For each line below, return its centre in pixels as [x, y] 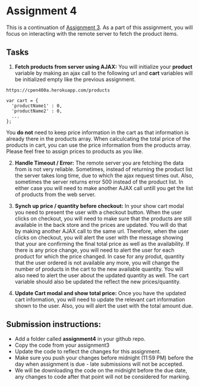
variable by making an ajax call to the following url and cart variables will [104, 73]
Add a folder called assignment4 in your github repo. [80, 338]
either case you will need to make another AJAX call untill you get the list [104, 188]
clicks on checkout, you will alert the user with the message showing [99, 237]
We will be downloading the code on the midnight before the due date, [101, 370]
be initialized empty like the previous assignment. [75, 79]
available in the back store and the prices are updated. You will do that [101, 224]
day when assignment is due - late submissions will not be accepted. [99, 364]
